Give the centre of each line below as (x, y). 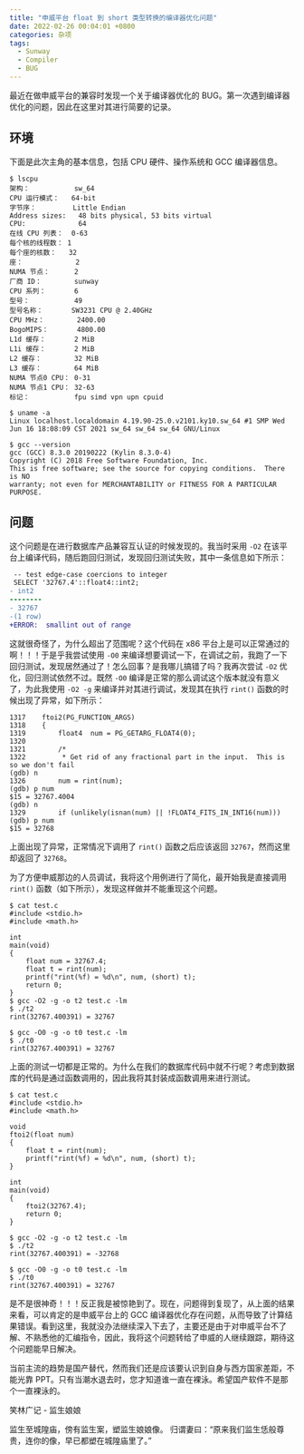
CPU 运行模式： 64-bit (53, 198)
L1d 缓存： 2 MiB (52, 339)
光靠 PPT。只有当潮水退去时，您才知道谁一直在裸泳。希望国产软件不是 (148, 1379)
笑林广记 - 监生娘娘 (45, 1410)
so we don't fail (42, 765)
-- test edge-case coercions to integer (90, 574)
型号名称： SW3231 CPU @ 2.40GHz (81, 310)
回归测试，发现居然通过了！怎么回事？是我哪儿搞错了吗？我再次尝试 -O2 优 (148, 666)
